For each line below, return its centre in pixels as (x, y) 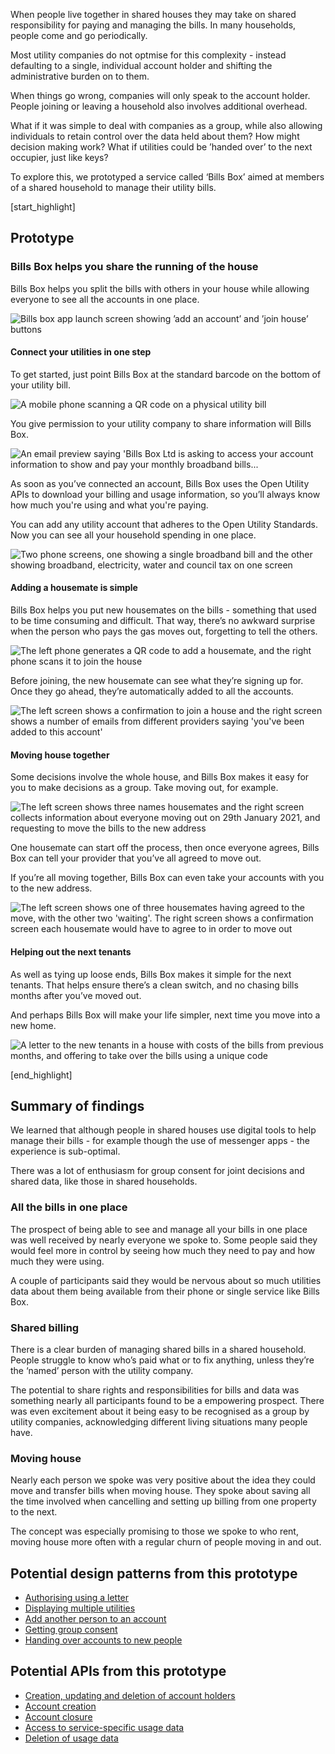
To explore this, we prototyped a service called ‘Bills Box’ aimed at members (167, 177)
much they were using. (57, 1261)
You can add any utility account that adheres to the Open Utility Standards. (164, 524)
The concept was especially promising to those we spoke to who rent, (154, 1531)
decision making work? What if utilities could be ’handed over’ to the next (161, 147)
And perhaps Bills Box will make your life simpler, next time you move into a (165, 1015)
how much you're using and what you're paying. (109, 505)
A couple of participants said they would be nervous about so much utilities (166, 1280)
